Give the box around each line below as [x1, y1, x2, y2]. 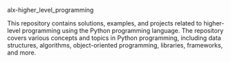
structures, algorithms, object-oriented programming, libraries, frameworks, [7, 41, 223, 49]
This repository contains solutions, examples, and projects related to [7, 19, 203, 27]
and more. [7, 48, 37, 56]
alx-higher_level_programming [7, 6, 94, 14]
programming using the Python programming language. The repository [21, 27, 224, 34]
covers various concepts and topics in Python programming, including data [7, 34, 221, 42]
